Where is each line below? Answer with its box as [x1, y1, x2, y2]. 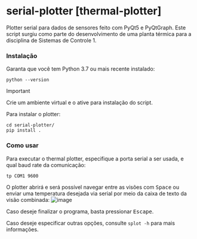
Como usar [6, 141, 39, 150]
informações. [6, 226, 39, 233]
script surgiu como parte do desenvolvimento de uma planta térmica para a [6, 30, 192, 37]
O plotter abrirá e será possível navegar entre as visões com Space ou [6, 183, 180, 190]
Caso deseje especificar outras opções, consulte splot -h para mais [6, 219, 175, 226]
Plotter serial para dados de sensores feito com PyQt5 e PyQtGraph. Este [6, 24, 186, 31]
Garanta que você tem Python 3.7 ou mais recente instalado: [6, 65, 155, 72]
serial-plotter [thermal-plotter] [6, 4, 162, 18]
